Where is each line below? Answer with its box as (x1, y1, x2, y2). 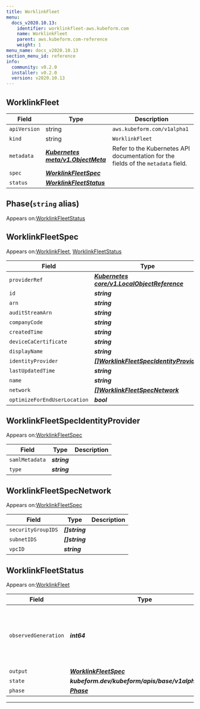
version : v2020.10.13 (11, 75, 65, 81)
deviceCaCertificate (9, 338, 67, 345)
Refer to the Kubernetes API (112, 144, 190, 153)
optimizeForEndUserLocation (9, 396, 89, 403)
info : (6, 58, 20, 64)
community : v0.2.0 (11, 64, 58, 70)
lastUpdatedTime (9, 367, 55, 374)
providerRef (9, 276, 43, 283)
